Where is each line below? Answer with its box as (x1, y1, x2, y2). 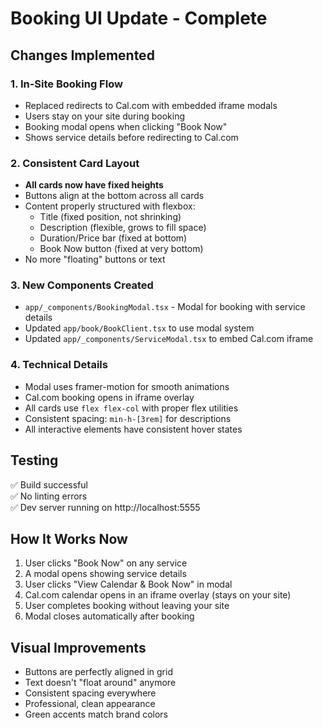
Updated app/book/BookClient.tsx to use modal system (24, 322, 255, 334)
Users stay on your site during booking (24, 110, 186, 122)
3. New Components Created (10, 278, 154, 292)
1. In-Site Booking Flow (10, 77, 123, 91)
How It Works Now (10, 530, 128, 547)
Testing (10, 452, 59, 469)
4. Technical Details (10, 358, 108, 372)
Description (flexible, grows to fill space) (39, 222, 207, 234)
